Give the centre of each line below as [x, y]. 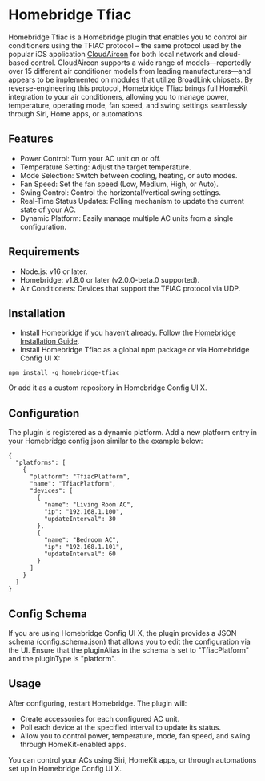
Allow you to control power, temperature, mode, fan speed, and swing [135, 735]
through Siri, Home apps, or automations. [76, 113]
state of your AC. [48, 209]
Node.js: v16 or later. [54, 271]
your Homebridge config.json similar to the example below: [106, 441]
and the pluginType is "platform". [62, 659]
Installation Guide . [50, 341]
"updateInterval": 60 [80, 554]
